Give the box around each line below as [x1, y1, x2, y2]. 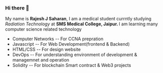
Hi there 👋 [5, 4, 30, 11]
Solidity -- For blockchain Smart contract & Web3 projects [12, 62, 131, 69]
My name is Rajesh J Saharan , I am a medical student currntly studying [5, 16, 152, 22]
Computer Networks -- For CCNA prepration [12, 36, 103, 42]
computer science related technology [5, 26, 82, 32]
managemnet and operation [12, 57, 70, 63]
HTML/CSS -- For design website [12, 47, 81, 53]
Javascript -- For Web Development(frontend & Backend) [12, 41, 130, 47]
